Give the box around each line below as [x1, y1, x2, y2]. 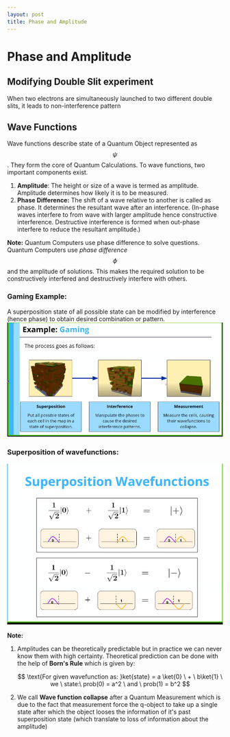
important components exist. [7, 168, 88, 176]
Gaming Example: [7, 292, 67, 301]
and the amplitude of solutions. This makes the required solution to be [7, 268, 205, 276]
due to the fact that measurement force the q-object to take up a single [16, 700, 218, 708]
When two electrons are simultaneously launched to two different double [7, 94, 213, 102]
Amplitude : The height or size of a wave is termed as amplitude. [16, 182, 199, 190]
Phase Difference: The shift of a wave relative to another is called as [16, 196, 212, 204]
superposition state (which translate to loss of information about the [16, 714, 209, 723]
